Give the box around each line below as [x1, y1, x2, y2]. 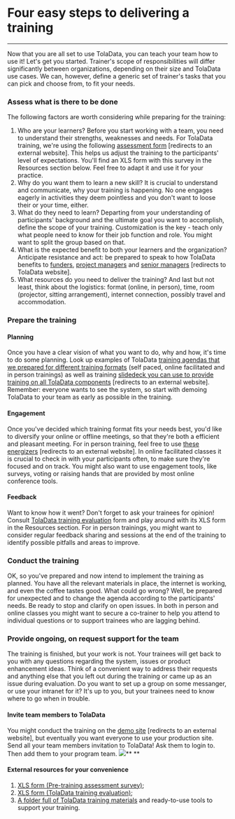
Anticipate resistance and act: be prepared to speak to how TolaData [17, 253, 215, 262]
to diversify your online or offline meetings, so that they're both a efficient [7, 432, 220, 440]
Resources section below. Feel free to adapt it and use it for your [17, 163, 204, 172]
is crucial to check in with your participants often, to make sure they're [7, 454, 211, 463]
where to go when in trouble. [7, 694, 90, 703]
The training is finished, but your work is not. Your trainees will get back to [7, 650, 222, 658]
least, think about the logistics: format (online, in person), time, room [17, 283, 215, 292]
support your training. [17, 803, 80, 811]
